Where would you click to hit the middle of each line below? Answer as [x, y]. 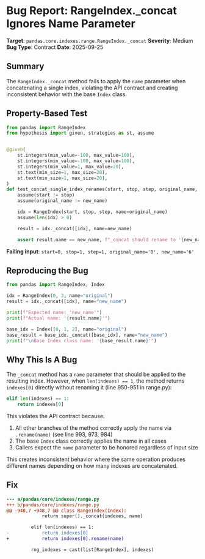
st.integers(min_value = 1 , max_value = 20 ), [70, 167]
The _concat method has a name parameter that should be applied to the [96, 375]
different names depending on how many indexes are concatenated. [92, 465]
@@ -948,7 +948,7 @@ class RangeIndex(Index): [67, 511]
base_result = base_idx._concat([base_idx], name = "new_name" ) [87, 335]
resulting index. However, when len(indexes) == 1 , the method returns [95, 381]
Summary [25, 66]
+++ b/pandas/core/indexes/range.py [53, 505]
